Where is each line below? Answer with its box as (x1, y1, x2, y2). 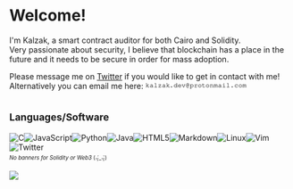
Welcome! (9, 5, 87, 26)
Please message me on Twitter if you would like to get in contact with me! (9, 70, 280, 81)
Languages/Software (9, 111, 110, 124)
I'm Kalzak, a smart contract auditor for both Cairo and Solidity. (9, 35, 241, 45)
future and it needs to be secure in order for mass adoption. (9, 53, 230, 64)
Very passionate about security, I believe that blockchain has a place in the (9, 44, 284, 54)
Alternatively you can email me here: (9, 80, 144, 91)
